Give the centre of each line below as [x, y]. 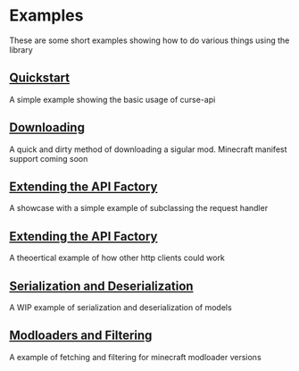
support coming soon [49, 158]
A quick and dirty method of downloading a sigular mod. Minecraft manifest [148, 149]
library [21, 49]
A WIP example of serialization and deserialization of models [120, 308]
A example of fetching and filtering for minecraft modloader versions [135, 357]
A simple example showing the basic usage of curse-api [112, 99]
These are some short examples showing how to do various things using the [149, 40]
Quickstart [40, 78]
